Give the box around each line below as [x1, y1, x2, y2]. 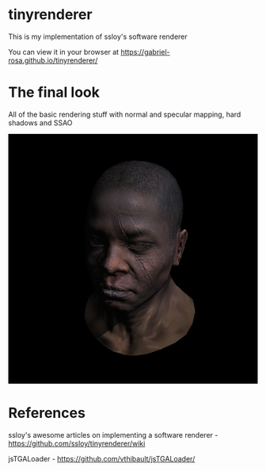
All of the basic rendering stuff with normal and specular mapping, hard [8, 109, 241, 119]
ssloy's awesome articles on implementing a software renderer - [8, 430, 218, 439]
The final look [8, 83, 101, 101]
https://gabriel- [120, 47, 170, 56]
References [8, 404, 85, 422]
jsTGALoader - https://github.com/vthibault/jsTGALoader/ [8, 454, 196, 463]
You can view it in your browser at [8, 47, 120, 56]
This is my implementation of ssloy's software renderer [8, 32, 188, 41]
